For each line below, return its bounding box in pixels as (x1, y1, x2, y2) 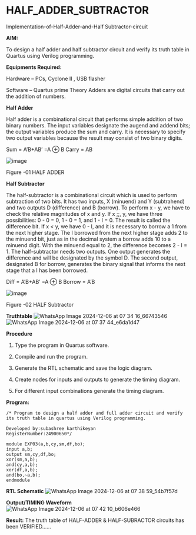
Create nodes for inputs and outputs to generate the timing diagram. (14, 376, 181, 383)
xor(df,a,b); (6, 467, 38, 472)
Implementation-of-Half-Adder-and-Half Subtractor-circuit (6, 23, 148, 30)
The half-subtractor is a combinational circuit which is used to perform (6, 191, 178, 198)
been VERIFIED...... (6, 523, 52, 530)
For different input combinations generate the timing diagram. (14, 387, 164, 394)
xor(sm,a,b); (6, 457, 38, 462)
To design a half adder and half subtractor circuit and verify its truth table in (6, 45, 190, 53)
